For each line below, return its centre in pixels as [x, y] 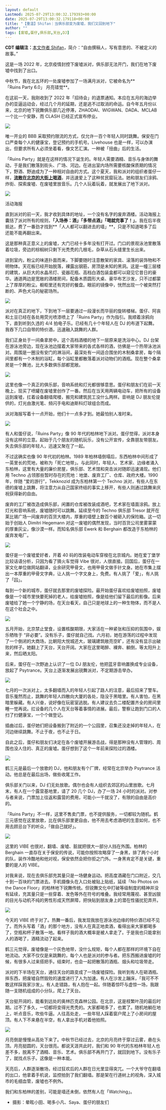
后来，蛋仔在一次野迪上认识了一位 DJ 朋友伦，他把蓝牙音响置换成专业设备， [83, 664]
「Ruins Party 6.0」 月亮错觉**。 [39, 87]
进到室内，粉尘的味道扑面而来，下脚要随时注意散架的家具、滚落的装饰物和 [81, 260]
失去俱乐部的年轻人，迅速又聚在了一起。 [46, 446]
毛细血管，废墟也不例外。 [40, 1081]
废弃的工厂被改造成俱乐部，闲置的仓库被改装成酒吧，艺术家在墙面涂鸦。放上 [83, 504]
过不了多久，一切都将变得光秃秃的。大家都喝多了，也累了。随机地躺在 [85, 1007]
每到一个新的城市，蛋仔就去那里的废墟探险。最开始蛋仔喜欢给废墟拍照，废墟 [83, 590]
